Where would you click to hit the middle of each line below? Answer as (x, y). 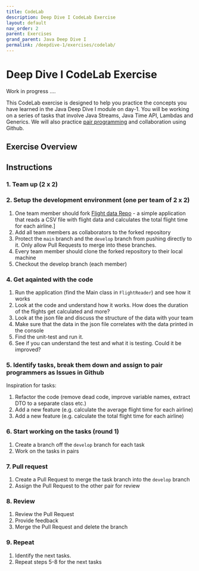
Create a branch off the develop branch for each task (80, 444)
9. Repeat (20, 542)
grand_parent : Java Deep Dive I (46, 39)
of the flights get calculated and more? (62, 312)
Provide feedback (36, 521)
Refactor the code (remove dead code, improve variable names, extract (102, 397)
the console (29, 331)
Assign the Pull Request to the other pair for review (77, 486)
